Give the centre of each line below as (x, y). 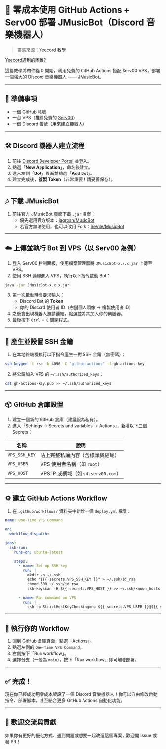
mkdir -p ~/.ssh (44, 575)
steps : (21, 561)
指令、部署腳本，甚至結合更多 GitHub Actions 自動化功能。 (65, 700)
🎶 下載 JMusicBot (32, 201)
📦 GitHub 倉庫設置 (34, 405)
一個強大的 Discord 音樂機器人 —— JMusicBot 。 (54, 77)
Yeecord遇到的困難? (25, 60)
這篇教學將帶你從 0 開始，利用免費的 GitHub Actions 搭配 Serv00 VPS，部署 (83, 70)
